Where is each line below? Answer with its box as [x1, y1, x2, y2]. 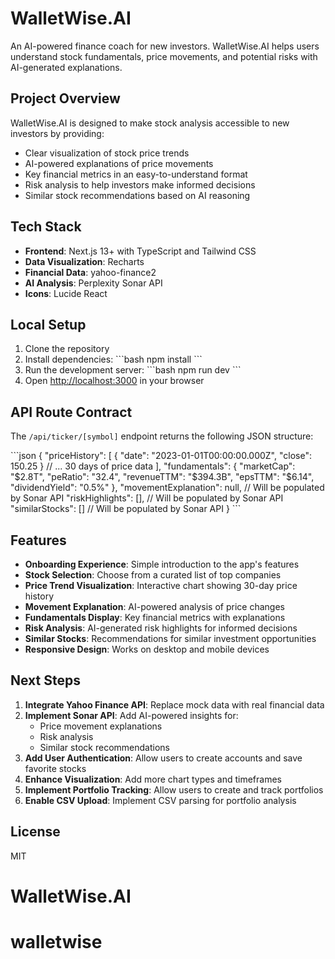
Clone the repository [24, 343, 110, 355]
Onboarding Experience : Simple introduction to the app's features [24, 558, 300, 570]
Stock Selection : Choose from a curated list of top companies [24, 569, 282, 581]
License [10, 823, 61, 841]
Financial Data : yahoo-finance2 [24, 266, 157, 278]
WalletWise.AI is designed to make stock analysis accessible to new [10, 117, 290, 129]
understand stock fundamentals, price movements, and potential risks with [10, 50, 318, 62]
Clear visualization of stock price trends [24, 147, 190, 159]
